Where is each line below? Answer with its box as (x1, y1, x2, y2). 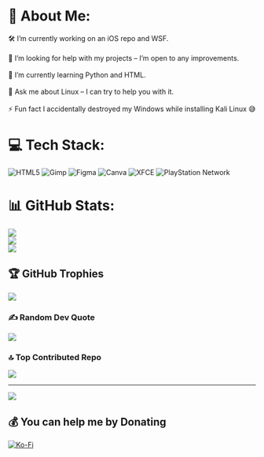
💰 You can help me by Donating (8, 415, 167, 429)
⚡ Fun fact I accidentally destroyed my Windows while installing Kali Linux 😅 (8, 104, 256, 113)
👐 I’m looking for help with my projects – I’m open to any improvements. (8, 53, 240, 62)
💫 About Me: (8, 7, 91, 25)
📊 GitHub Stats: (8, 197, 115, 215)
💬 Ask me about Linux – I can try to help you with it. (8, 87, 174, 96)
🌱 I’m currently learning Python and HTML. (8, 70, 147, 80)
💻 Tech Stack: (8, 136, 105, 154)
